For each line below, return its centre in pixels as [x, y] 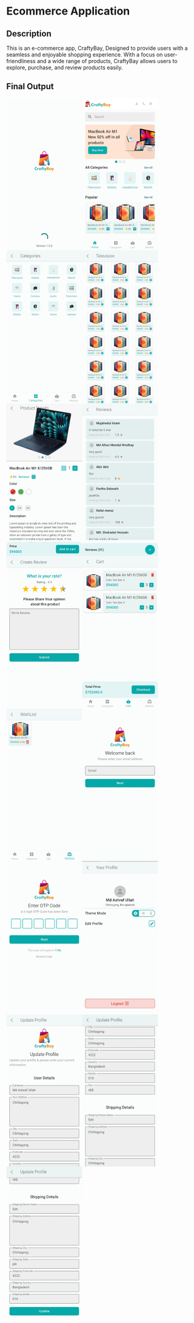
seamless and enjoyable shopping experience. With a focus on [85, 55]
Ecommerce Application [68, 11]
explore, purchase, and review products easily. [65, 67]
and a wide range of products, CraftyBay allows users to [107, 61]
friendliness [21, 61]
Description [29, 34]
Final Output [30, 87]
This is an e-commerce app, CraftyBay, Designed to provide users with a [97, 48]
